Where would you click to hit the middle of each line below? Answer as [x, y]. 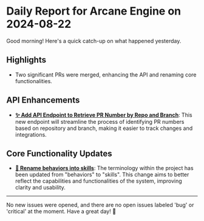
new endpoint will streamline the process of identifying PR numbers [100, 121]
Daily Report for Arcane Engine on [93, 11]
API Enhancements [43, 100]
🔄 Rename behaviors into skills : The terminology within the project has [104, 168]
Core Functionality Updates [59, 153]
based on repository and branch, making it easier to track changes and [104, 128]
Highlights [26, 60]
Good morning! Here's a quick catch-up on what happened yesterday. [94, 41]
